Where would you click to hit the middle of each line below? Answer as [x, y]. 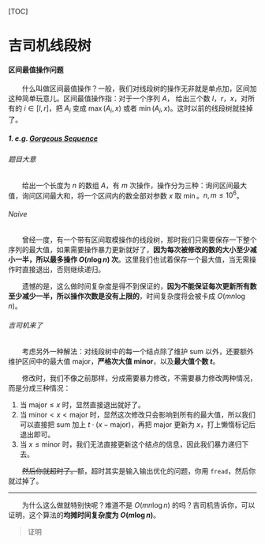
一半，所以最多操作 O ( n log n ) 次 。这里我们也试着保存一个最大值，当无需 [132, 259]
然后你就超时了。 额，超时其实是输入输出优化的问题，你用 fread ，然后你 [139, 470]
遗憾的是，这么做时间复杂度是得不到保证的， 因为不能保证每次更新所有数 [140, 286]
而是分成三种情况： [39, 387]
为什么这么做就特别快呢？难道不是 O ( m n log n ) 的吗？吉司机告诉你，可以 [139, 504]
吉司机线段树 [50, 46]
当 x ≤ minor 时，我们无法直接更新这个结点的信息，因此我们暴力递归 [131, 444]
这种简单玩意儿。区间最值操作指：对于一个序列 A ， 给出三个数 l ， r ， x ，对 [128, 99]
